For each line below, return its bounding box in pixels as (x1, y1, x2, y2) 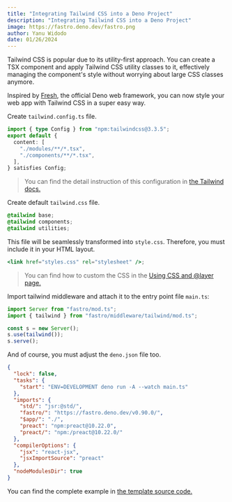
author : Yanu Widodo (7, 29, 68, 37)
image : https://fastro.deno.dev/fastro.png (7, 23, 136, 30)
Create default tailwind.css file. (7, 199, 100, 207)
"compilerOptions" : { (13, 442, 77, 449)
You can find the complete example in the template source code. (7, 487, 193, 495)
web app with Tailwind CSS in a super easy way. (7, 99, 146, 107)
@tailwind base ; (7, 212, 54, 219)
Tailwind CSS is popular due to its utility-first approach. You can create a (7, 55, 216, 64)
